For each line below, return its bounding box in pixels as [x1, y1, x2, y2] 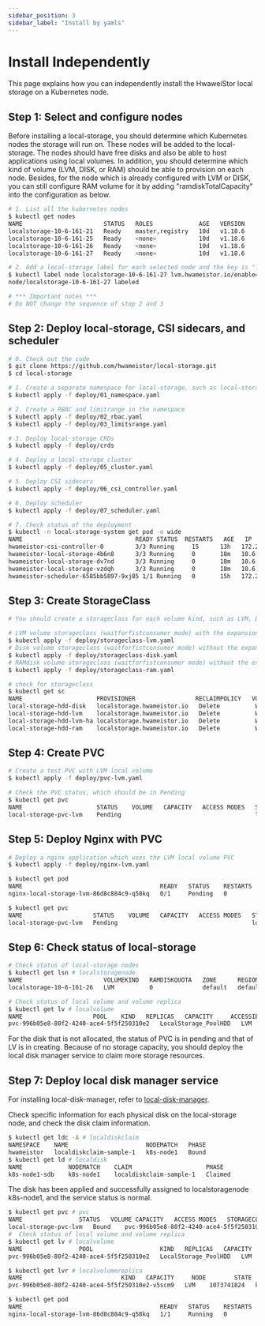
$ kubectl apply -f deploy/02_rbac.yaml [8, 412, 144, 421]
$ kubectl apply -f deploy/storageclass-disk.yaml [8, 651, 178, 659]
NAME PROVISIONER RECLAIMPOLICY [8, 695, 242, 703]
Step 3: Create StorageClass [8, 594, 151, 607]
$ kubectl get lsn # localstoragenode [8, 969, 136, 977]
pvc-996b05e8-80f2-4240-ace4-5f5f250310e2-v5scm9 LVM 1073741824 [8, 1281, 245, 1290]
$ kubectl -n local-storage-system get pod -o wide [8, 528, 181, 536]
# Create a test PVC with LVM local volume [8, 767, 154, 775]
